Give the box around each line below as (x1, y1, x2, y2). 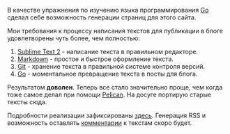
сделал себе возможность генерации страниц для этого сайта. (7, 13, 197, 22)
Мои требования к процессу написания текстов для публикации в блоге (7, 27, 223, 35)
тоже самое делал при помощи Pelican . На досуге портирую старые (7, 90, 212, 99)
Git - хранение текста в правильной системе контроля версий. (17, 62, 206, 70)
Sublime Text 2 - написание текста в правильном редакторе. (17, 48, 199, 56)
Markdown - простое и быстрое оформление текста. (17, 55, 174, 63)
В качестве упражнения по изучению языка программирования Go (7, 6, 209, 14)
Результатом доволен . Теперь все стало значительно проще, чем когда (7, 83, 223, 91)
